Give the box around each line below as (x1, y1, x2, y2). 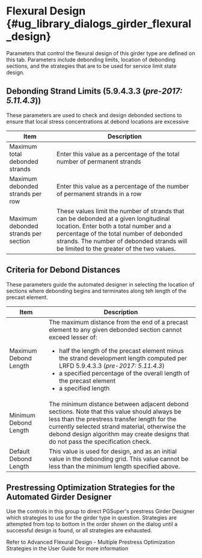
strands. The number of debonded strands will (56, 237, 188, 245)
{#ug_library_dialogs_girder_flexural (6, 17, 192, 31)
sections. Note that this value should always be (49, 407, 182, 416)
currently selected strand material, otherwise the (49, 422, 186, 431)
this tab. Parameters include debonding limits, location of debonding (6, 56, 176, 63)
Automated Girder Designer (6, 491, 112, 502)
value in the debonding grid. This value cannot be (49, 455, 189, 463)
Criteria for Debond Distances (6, 265, 121, 275)
